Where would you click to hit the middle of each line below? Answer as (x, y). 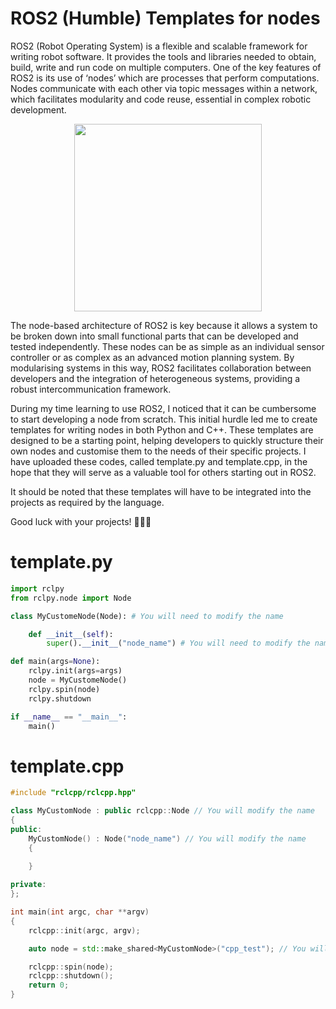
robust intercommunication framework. (91, 389)
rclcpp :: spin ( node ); (71, 967)
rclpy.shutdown (60, 698)
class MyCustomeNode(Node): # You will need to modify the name (147, 616)
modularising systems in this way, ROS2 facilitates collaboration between (161, 368)
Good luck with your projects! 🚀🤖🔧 (81, 521)
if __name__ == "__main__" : (69, 717)
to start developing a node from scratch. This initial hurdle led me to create (164, 419)
